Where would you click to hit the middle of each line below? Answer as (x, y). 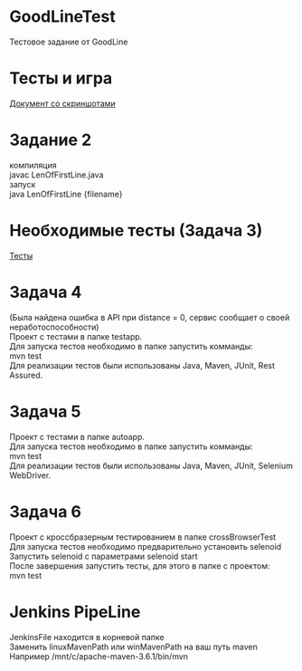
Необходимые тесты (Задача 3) (136, 230)
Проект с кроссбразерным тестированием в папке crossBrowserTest (143, 537)
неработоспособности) (54, 327)
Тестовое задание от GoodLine (69, 42)
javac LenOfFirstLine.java (57, 175)
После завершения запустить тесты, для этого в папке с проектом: (140, 566)
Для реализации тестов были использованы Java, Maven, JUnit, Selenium (151, 465)
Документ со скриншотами (62, 103)
